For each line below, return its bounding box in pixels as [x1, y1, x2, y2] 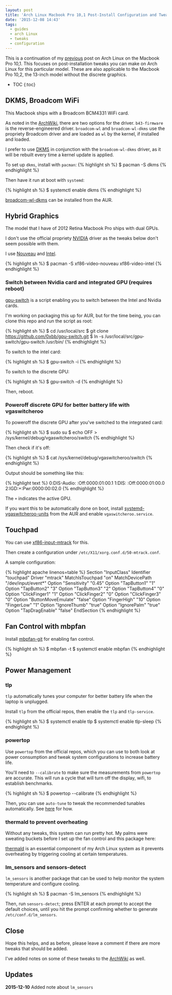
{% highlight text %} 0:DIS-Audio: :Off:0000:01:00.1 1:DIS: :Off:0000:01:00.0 [5, 480, 165, 486]
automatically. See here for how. [5, 806, 73, 812]
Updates [5, 970, 33, 979]
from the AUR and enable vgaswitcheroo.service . [50, 510, 154, 516]
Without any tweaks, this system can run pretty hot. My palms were [5, 830, 148, 836]
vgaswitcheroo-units [5, 510, 49, 516]
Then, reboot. [5, 388, 34, 394]
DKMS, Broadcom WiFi [5, 96, 79, 105]
